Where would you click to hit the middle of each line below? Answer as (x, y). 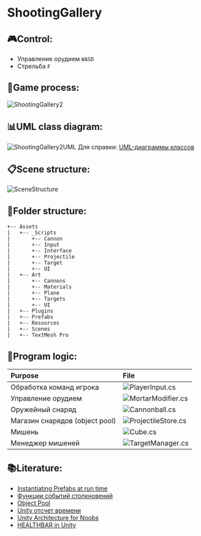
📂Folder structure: (47, 211)
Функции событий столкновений (65, 495)
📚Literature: (35, 468)
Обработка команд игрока (55, 387)
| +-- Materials (39, 287)
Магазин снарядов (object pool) (63, 421)
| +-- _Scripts (32, 233)
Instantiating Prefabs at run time (62, 488)
